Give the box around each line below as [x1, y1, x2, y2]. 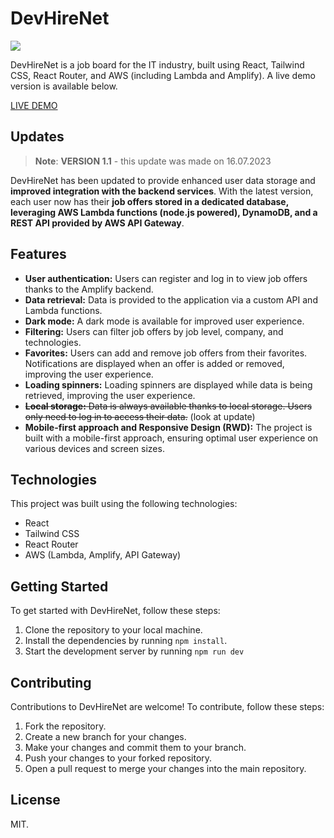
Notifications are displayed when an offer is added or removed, [24, 357, 285, 369]
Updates [10, 128, 65, 146]
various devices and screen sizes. [24, 442, 165, 454]
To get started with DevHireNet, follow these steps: [10, 605, 221, 617]
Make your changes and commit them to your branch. [24, 742, 247, 753]
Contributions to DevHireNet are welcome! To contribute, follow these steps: [10, 701, 325, 712]
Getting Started [10, 578, 109, 595]
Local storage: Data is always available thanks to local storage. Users [24, 400, 313, 412]
